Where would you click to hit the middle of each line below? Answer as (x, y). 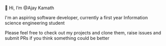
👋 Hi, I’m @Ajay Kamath (30, 8)
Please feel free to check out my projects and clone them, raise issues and (83, 33)
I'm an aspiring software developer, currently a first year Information (76, 17)
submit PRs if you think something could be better (57, 38)
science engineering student (35, 23)
